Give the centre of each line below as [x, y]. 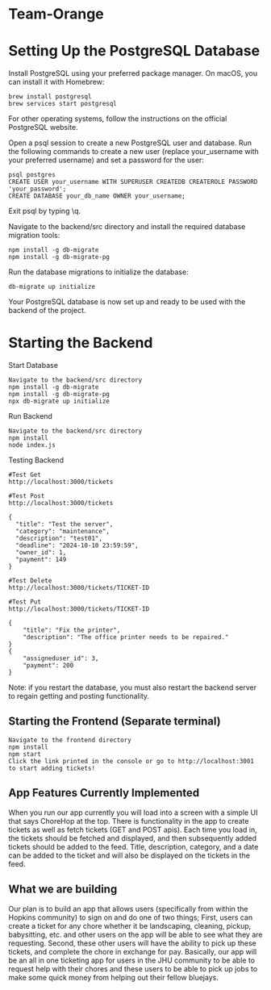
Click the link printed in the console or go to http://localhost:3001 [131, 761]
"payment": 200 [48, 666]
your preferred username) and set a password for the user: [106, 160]
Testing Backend [36, 460]
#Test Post [27, 496]
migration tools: [34, 236]
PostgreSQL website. [43, 127]
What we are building [63, 890]
